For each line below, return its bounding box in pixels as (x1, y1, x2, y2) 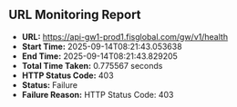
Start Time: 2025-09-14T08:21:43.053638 (21, 41, 183, 52)
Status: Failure (21, 79, 78, 90)
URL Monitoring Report (8, 7, 142, 23)
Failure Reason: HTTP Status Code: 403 (21, 89, 174, 100)
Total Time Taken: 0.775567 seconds (21, 60, 163, 71)
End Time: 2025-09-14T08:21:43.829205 (21, 50, 179, 62)
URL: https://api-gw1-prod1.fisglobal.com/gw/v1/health (21, 31, 229, 42)
